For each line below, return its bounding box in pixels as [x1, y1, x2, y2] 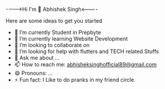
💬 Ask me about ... [14, 54, 60, 61]
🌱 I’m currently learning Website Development [14, 35, 128, 42]
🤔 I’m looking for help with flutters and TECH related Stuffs [14, 48, 160, 55]
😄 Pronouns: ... [14, 69, 53, 76]
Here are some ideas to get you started [5, 17, 103, 24]
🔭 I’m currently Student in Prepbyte [14, 29, 101, 36]
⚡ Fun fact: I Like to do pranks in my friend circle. [14, 76, 136, 83]
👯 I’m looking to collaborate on [14, 42, 90, 48]
